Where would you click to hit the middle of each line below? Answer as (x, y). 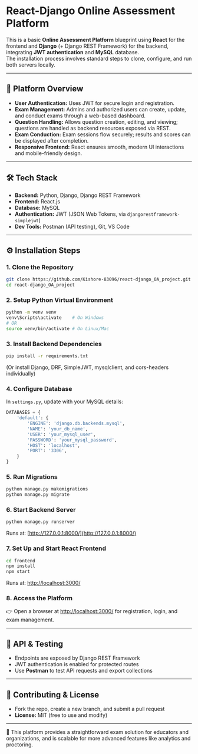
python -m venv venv (32, 312)
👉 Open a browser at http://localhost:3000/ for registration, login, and (92, 611)
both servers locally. (31, 65)
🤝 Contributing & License (53, 695)
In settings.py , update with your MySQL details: (65, 401)
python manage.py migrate (38, 495)
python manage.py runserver (41, 522)
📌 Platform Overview (45, 89)
